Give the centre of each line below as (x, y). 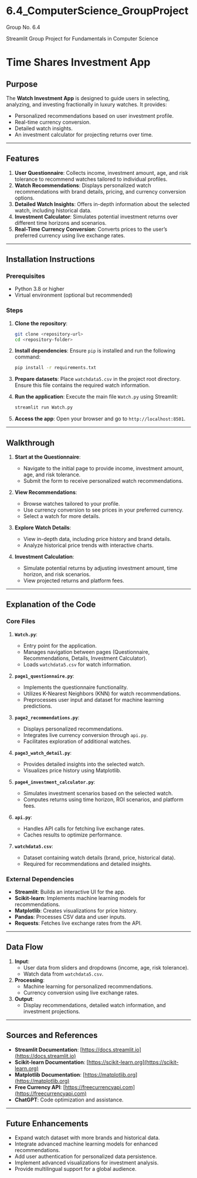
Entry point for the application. (60, 645)
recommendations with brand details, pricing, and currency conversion (100, 191)
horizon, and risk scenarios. (57, 575)
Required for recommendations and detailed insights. (87, 864)
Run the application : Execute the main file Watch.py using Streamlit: (96, 397)
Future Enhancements (47, 1124)
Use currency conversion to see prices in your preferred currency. (103, 510)
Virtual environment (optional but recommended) (74, 295)
